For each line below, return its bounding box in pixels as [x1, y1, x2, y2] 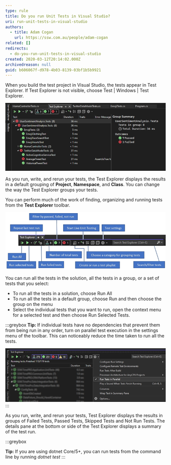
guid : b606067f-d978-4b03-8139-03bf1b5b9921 [5, 67, 101, 72]
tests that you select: [5, 280, 49, 287]
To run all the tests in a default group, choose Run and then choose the [12, 296, 162, 302]
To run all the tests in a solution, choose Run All [12, 291, 112, 297]
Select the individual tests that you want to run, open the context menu [12, 306, 161, 313]
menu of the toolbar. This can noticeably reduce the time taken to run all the [5, 333, 164, 339]
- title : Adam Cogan [10, 30, 53, 35]
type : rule [5, 8, 28, 13]
